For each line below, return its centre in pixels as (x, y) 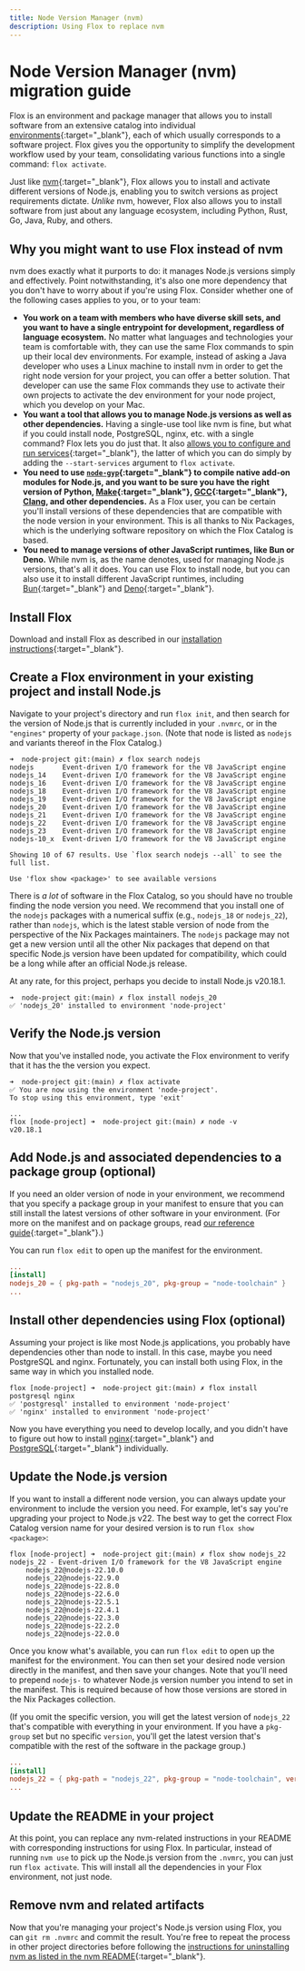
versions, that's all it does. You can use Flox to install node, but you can (156, 569)
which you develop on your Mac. (84, 405)
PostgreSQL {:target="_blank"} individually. (89, 1448)
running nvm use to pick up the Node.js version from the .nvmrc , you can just (152, 1857)
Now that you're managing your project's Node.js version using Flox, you (146, 1927)
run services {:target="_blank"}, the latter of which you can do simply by (157, 453)
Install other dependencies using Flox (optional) (148, 1321)
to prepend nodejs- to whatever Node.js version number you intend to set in (151, 1680)
